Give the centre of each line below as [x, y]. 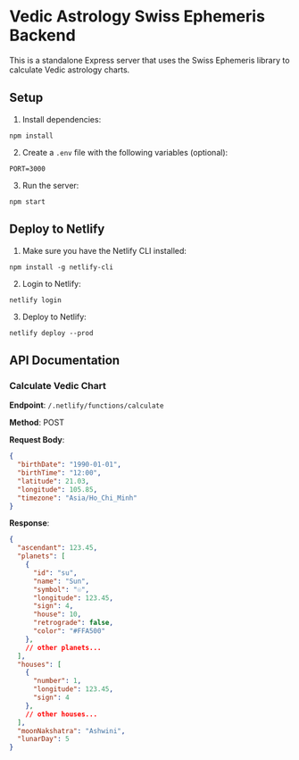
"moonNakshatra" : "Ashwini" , [71, 730]
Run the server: [50, 185]
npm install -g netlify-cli [62, 267]
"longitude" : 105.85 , [58, 489]
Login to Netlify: [52, 283]
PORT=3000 [28, 169]
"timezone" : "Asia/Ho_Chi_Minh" [78, 498]
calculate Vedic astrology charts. [70, 70]
